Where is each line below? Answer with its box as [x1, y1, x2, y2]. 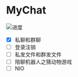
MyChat [6, 4, 46, 17]
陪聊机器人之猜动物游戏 [14, 58, 72, 65]
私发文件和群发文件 [14, 51, 62, 58]
